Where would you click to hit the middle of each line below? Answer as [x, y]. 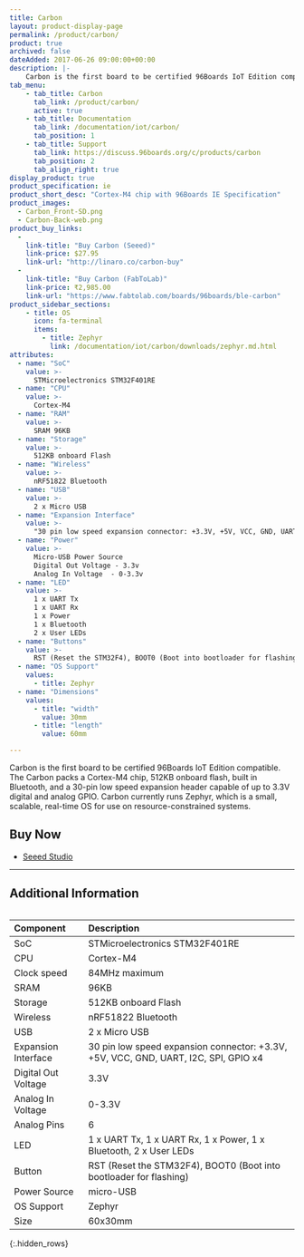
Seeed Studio [47, 856]
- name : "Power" [48, 540]
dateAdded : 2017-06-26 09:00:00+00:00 [82, 60]
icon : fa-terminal [68, 321]
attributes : [32, 354]
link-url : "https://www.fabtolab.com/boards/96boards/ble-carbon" [153, 295]
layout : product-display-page [66, 26]
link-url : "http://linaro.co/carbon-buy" [104, 262]
